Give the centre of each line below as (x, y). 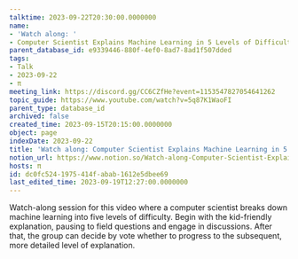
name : (19, 26)
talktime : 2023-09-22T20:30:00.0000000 (83, 17)
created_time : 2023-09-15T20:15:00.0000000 (91, 125)
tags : (19, 59)
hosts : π (25, 166)
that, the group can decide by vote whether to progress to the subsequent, (145, 236)
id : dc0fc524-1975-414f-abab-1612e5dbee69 (89, 174)
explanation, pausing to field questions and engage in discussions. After (141, 226)
